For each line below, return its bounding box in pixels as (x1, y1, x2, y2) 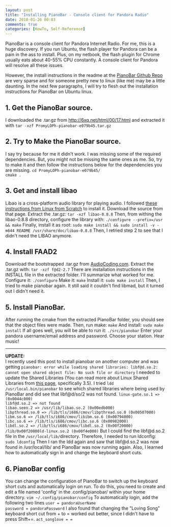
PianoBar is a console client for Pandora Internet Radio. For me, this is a (5, 40, 155, 47)
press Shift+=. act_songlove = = (5, 516, 73, 522)
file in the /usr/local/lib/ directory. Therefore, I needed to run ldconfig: (5, 433, 156, 440)
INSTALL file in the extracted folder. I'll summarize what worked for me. (5, 272, 155, 278)
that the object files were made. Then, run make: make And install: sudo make (5, 322, 164, 328)
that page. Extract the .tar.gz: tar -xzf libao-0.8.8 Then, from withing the (5, 211, 162, 217)
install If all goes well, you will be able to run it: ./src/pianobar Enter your (5, 327, 163, 334)
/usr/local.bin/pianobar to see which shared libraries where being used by (5, 386, 165, 392)
